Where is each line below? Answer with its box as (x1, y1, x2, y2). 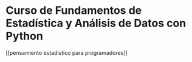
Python (5, 29, 43, 43)
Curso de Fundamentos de (5, 4, 142, 17)
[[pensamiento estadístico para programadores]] (5, 49, 128, 56)
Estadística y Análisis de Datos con (5, 16, 187, 30)
